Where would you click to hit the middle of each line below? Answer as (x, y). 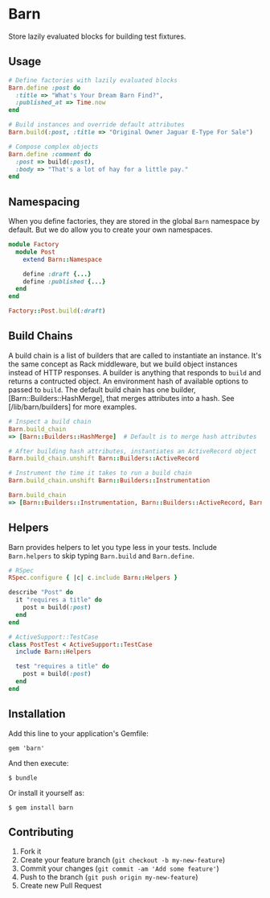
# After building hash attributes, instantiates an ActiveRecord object (133, 451)
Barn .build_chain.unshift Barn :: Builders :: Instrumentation (109, 481)
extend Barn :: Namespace (63, 259)
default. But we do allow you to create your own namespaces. (110, 230)
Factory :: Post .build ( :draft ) (57, 311)
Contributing (41, 832)
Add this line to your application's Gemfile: (78, 733)
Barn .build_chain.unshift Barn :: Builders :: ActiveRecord (104, 459)
